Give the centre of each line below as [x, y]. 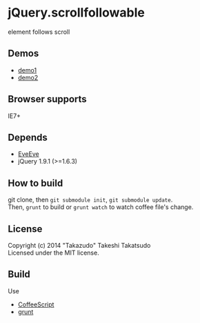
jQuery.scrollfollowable [77, 13]
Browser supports [47, 99]
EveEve [29, 154]
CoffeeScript [36, 304]
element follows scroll [39, 32]
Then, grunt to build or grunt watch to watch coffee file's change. [101, 207]
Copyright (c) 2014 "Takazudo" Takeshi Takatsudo [79, 245]
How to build [36, 183]
